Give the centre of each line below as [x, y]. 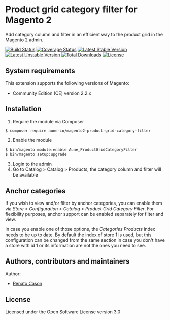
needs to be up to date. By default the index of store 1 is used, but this [78, 235]
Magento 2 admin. [24, 40]
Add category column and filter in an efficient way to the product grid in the [84, 34]
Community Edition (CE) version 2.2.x [52, 93]
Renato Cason [27, 283]
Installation [23, 109]
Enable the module [32, 140]
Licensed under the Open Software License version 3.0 [63, 312]
